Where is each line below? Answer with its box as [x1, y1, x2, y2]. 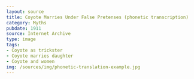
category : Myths [6, 20, 47, 26]
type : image [6, 36, 36, 42]
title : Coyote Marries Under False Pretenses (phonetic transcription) [6, 14, 189, 20]
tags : [6, 42, 20, 48]
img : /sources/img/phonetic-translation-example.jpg [6, 64, 141, 70]
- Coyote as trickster [6, 48, 63, 53]
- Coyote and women [6, 58, 55, 64]
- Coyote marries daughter [6, 53, 74, 59]
